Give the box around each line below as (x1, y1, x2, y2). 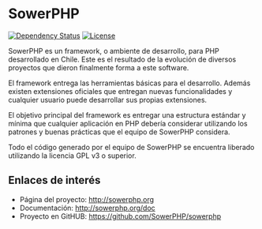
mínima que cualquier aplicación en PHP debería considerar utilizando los (8, 118, 248, 128)
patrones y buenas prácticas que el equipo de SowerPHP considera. (8, 127, 230, 137)
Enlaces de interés (8, 174, 101, 187)
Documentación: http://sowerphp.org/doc (19, 203, 155, 212)
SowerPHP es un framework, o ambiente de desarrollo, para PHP (8, 46, 219, 55)
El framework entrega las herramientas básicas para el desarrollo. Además (8, 78, 251, 88)
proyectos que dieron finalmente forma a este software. (8, 62, 189, 72)
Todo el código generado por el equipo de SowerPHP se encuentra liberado (8, 142, 255, 152)
